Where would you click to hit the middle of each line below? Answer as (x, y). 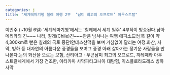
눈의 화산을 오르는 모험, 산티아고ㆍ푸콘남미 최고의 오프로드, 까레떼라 (86, 55)
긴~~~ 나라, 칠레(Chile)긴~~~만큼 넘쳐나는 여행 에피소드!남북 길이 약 (91, 36)
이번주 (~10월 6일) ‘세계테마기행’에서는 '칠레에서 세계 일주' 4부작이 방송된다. (81, 29)
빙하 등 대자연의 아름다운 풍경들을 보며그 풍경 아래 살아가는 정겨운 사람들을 (86, 48)
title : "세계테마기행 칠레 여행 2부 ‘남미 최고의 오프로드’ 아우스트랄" (72, 15)
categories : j (20, 10)
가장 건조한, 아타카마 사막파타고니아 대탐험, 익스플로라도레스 (95, 61)
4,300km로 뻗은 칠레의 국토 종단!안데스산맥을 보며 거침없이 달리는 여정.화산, (81, 42)
